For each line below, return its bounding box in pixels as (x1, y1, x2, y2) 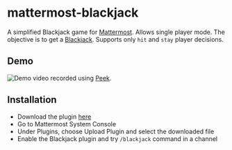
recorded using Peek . (50, 74, 112, 82)
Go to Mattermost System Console (17, 119, 117, 128)
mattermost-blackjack (7, 5, 139, 21)
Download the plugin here (17, 112, 92, 121)
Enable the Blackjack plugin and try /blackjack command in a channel (17, 134, 218, 143)
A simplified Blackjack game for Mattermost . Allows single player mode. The (7, 28, 226, 36)
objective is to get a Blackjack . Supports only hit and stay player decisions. (7, 35, 224, 43)
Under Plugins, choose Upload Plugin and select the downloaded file (17, 127, 215, 135)
